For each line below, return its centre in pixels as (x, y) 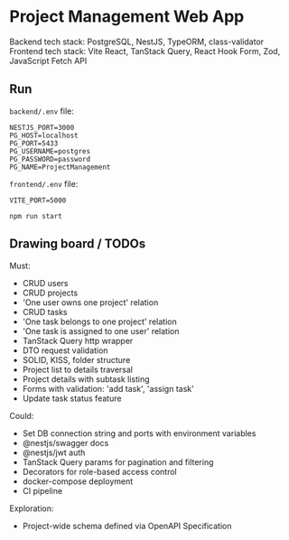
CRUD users (45, 283)
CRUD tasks (45, 312)
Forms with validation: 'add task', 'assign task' (108, 388)
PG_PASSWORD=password (50, 159)
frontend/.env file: (44, 183)
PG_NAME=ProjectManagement (60, 167)
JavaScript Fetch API (48, 61)
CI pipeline (42, 490)
